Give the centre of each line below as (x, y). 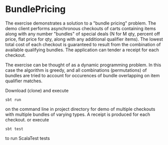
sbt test (14, 129)
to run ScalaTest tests (28, 138)
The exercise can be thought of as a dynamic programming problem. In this (83, 65)
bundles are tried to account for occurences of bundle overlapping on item (82, 75)
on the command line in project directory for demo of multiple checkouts (80, 109)
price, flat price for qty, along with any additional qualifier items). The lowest (84, 39)
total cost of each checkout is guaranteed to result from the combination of (83, 44)
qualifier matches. (24, 81)
